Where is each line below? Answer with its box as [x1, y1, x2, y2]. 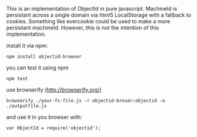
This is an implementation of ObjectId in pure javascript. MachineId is [6, 5, 177, 12]
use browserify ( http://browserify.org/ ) [6, 86, 102, 93]
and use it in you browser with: [6, 114, 82, 120]
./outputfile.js [6, 103, 47, 109]
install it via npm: [6, 42, 48, 49]
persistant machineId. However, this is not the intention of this [6, 24, 159, 31]
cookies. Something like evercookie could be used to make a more [6, 18, 171, 25]
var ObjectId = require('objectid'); [6, 125, 101, 131]
